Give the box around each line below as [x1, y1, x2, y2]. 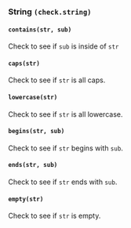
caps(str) [8, 60, 41, 67]
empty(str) [8, 195, 44, 203]
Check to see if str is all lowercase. [8, 109, 123, 119]
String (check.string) [8, 6, 92, 17]
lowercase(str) [8, 93, 58, 101]
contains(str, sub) [8, 26, 72, 34]
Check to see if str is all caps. [8, 75, 106, 85]
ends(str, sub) [8, 161, 58, 169]
